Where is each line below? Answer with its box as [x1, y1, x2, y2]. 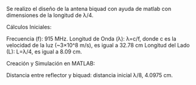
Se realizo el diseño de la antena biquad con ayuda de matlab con [6, 5, 172, 12]
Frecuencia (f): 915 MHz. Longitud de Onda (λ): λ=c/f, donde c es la [6, 35, 177, 42]
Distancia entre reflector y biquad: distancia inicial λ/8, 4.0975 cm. [6, 72, 173, 78]
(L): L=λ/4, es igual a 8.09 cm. [6, 48, 82, 55]
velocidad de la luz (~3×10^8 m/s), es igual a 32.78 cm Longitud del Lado [6, 42, 190, 49]
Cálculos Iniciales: [6, 24, 52, 30]
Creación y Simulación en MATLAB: [6, 60, 96, 67]
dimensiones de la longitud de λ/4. [6, 12, 94, 19]
